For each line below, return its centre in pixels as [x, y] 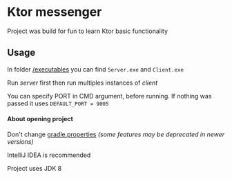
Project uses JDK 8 [35, 168]
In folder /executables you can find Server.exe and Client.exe [96, 69]
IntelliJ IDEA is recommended [49, 155]
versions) [20, 141]
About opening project [40, 119]
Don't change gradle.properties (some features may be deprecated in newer [116, 134]
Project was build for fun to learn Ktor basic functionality [87, 31]
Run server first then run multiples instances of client [83, 83]
